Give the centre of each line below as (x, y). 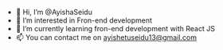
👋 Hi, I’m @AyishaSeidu (54, 12)
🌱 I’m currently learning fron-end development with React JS (115, 29)
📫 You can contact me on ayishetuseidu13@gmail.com (106, 37)
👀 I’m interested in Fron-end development (84, 20)
